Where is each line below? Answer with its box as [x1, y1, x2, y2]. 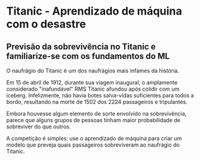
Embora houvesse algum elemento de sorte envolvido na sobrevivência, [6, 110, 187, 117]
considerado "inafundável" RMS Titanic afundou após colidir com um [6, 85, 180, 92]
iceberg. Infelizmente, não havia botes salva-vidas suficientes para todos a [6, 92, 195, 99]
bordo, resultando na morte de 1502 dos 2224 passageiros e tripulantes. [6, 99, 188, 105]
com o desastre [6, 17, 86, 31]
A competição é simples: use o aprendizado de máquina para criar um [6, 135, 182, 142]
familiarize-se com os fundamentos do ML [6, 50, 170, 61]
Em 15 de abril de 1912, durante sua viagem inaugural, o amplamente [6, 79, 178, 86]
